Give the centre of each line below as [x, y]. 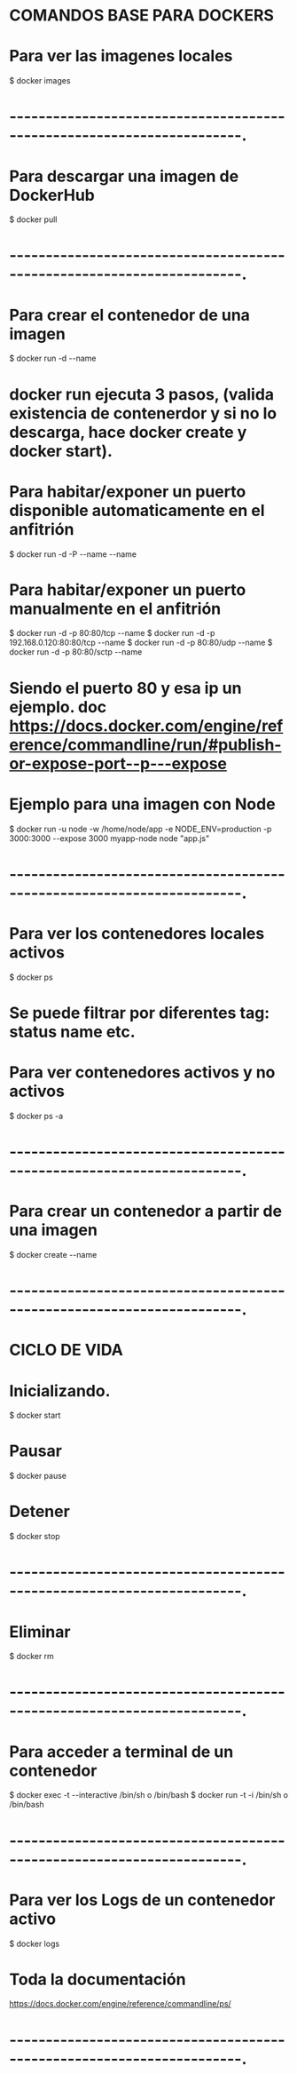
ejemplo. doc [58, 707]
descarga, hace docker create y [128, 432]
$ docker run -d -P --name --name [73, 554]
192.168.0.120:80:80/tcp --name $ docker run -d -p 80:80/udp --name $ [141, 643]
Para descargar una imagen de [124, 176]
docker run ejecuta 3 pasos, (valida [142, 394]
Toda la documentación [98, 1979]
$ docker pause [38, 1476]
